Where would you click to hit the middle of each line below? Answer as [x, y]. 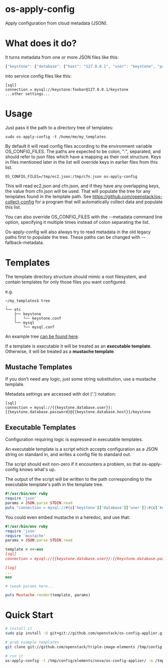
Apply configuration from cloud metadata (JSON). [56, 23]
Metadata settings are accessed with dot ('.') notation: [61, 394]
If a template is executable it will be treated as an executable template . [78, 346]
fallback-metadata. [24, 242]
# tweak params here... [30, 586]
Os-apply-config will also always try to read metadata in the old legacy [78, 232]
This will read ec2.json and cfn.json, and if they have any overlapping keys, [82, 186]
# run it [14, 656]
